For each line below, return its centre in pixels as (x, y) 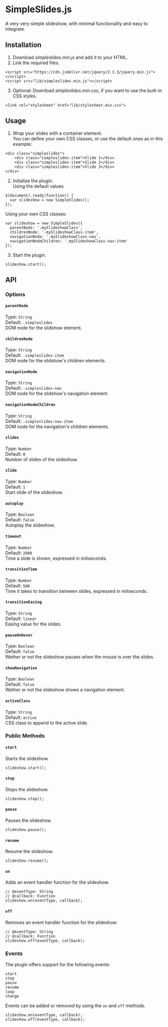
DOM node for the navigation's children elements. (57, 427)
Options (15, 294)
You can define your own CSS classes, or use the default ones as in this (88, 138)
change (12, 996)
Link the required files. (36, 63)
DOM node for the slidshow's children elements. (56, 361)
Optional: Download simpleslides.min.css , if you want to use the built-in (87, 90)
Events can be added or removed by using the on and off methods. (75, 1006)
